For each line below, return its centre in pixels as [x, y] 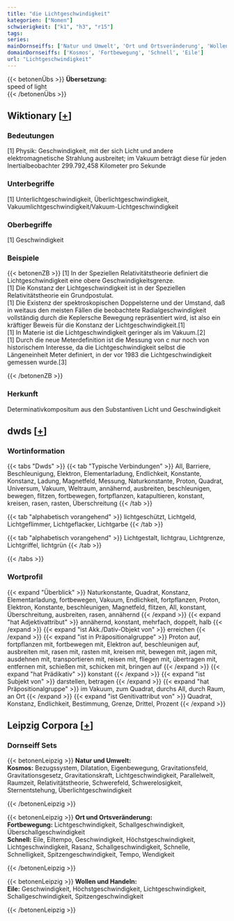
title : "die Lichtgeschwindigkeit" [59, 14]
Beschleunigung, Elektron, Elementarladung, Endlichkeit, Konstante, [104, 474]
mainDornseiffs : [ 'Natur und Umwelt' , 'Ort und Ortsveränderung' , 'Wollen [118, 46]
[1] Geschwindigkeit [36, 240]
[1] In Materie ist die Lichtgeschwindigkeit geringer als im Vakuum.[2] [106, 333]
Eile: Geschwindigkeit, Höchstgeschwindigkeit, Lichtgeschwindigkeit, [107, 889]
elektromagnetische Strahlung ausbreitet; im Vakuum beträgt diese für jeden [117, 159]
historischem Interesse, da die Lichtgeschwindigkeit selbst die [96, 347]
